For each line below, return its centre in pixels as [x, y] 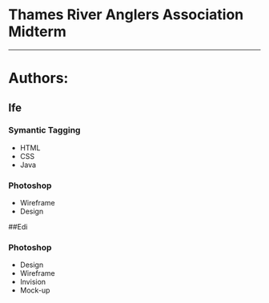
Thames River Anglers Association [126, 15]
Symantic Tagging [44, 130]
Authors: [38, 78]
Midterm [37, 32]
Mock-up [35, 290]
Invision [33, 282]
